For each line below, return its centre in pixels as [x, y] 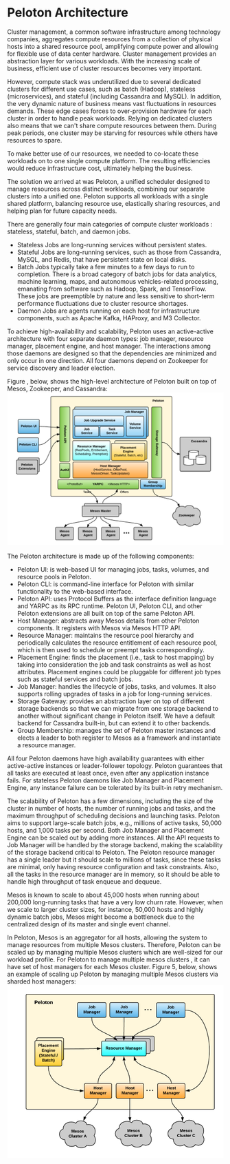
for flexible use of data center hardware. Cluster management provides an [112, 54]
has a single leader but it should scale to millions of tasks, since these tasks [114, 860]
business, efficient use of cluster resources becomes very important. [105, 68]
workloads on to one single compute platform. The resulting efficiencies [109, 160]
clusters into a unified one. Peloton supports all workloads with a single [108, 196]
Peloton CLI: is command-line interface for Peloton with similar [105, 584]
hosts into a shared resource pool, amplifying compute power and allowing [113, 46]
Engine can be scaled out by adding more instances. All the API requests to [113, 838]
